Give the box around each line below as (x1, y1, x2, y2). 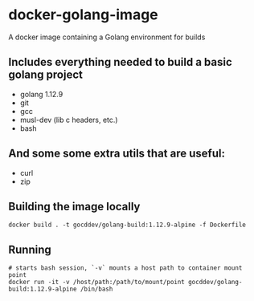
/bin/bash (80, 285, 113, 294)
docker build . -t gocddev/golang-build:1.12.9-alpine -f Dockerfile (8, 221, 247, 230)
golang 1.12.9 (19, 89, 63, 99)
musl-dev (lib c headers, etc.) (19, 115, 118, 124)
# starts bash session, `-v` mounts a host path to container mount (8, 264, 243, 272)
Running (8, 242, 52, 256)
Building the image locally (8, 199, 141, 214)
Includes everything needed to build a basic (8, 55, 233, 69)
